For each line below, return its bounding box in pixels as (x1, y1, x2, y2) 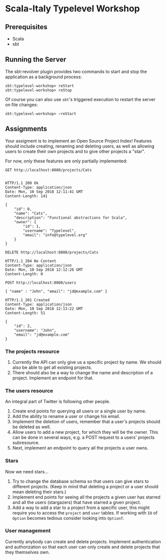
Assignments (5, 125, 48, 133)
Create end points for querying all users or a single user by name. (12, 408, 147, 414)
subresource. (12, 440, 40, 446)
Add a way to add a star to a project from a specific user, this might (12, 505, 150, 510)
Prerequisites (5, 23, 48, 31)
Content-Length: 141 (5, 194, 48, 199)
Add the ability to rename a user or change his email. (12, 413, 120, 419)
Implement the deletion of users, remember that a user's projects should (12, 419, 161, 425)
